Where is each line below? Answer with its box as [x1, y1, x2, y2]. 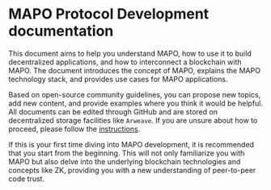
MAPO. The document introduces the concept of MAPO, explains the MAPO [8, 65, 261, 75]
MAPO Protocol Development [8, 5, 210, 23]
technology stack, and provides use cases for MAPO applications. [8, 74, 228, 84]
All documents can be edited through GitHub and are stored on [8, 106, 218, 117]
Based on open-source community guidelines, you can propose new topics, [8, 89, 261, 99]
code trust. [8, 174, 45, 184]
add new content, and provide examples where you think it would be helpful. [8, 98, 264, 108]
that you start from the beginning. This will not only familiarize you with [8, 148, 245, 158]
